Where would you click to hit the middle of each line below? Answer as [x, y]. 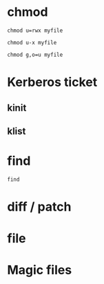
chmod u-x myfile [32, 42]
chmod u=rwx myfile [35, 30]
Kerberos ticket [52, 82]
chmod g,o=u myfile [35, 55]
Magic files [40, 270]
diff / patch [39, 207]
